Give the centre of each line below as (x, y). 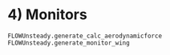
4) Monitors (47, 15)
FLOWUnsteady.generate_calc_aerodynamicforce (85, 36)
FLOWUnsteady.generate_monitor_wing (69, 43)
